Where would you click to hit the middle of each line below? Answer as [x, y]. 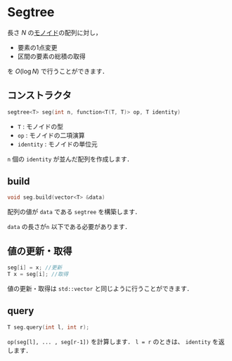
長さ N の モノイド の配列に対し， [54, 32]
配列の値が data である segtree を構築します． [74, 212]
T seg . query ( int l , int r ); [49, 327]
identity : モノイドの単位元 [57, 144]
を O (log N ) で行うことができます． [58, 71]
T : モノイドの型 [40, 126]
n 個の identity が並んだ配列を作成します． [70, 159]
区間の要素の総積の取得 [51, 56]
